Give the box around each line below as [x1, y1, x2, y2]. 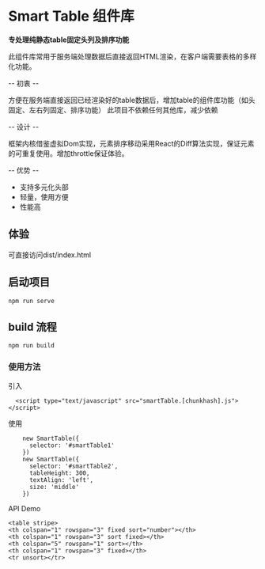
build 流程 [8, 320, 57, 333]
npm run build [8, 342, 55, 350]
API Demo [8, 503, 41, 513]
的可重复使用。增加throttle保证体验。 [8, 148, 129, 158]
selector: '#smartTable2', [28, 462, 119, 470]
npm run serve [8, 297, 55, 305]
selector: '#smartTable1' [28, 441, 115, 450]
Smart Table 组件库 [8, 7, 134, 25]
